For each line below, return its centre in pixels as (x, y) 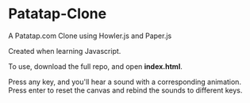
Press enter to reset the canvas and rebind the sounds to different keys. (125, 90)
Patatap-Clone (58, 14)
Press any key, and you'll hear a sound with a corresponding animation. (125, 82)
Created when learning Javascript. (65, 51)
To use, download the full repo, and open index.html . (95, 66)
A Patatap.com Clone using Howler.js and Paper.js (90, 36)
